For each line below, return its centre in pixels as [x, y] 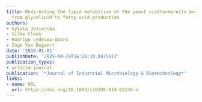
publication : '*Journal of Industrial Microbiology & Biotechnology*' [96, 73]
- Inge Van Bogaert [31, 46]
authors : [17, 23]
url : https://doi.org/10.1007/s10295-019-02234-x [75, 90]
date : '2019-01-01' [31, 51]
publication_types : [31, 62]
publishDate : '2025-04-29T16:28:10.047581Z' [63, 56]
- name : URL [21, 85]
